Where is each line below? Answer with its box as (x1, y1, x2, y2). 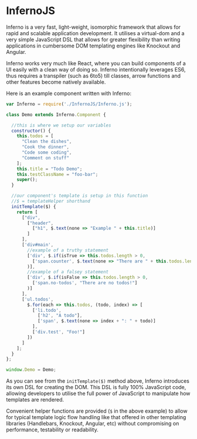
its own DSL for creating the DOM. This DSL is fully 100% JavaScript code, (6, 384, 186, 391)
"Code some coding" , (21, 149, 72, 156)
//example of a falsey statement (27, 269, 109, 275)
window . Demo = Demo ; (6, 367, 57, 373)
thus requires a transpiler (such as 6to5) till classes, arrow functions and (6, 72, 181, 79)
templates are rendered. (6, 396, 64, 403)
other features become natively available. (6, 78, 106, 86)
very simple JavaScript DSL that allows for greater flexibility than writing (6, 36, 181, 43)
